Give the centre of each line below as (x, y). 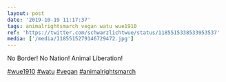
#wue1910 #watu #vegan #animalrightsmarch (72, 72)
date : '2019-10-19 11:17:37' (49, 20)
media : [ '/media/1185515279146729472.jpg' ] (71, 39)
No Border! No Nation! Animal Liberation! (65, 58)
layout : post (26, 13)
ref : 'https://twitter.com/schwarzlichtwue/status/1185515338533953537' (114, 32)
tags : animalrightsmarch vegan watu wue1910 (72, 26)
